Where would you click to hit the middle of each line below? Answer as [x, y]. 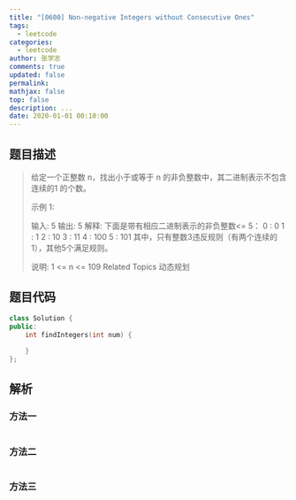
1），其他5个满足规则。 [72, 248]
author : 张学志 [35, 58]
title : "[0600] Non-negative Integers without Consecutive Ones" [132, 17]
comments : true [37, 67]
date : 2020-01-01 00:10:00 [59, 116]
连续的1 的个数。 [61, 188]
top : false [29, 100]
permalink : [29, 83]
